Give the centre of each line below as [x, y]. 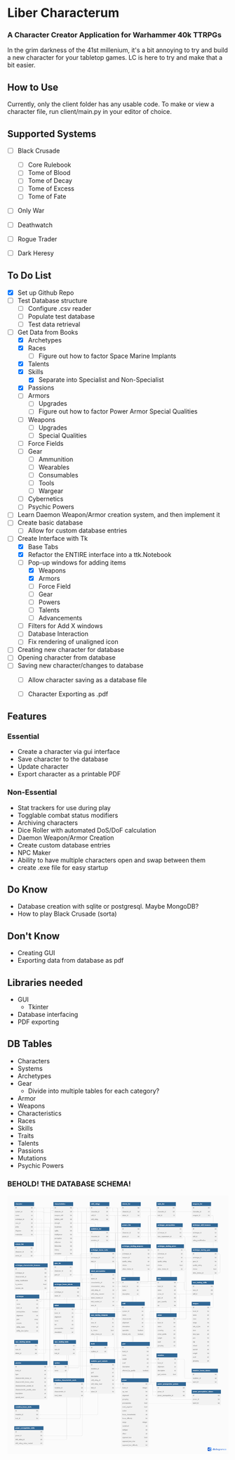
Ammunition [56, 459]
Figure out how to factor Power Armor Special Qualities [118, 411]
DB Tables [30, 1044]
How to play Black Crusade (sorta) [67, 914]
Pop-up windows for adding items [77, 562]
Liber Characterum [63, 13]
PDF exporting [38, 1022]
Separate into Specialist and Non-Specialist [101, 380]
